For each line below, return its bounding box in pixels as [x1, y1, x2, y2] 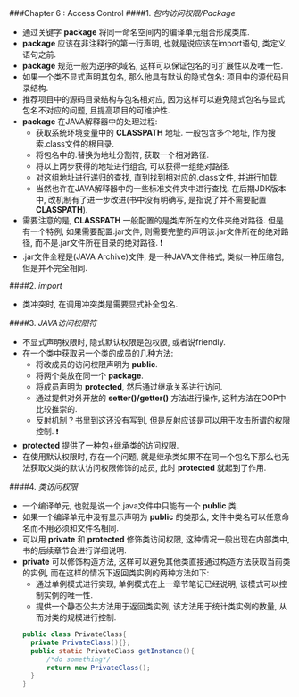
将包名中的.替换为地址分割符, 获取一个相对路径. [35, 150, 210, 160]
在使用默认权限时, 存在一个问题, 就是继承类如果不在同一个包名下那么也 [21, 451, 282, 462]
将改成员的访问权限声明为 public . [35, 359, 158, 369]
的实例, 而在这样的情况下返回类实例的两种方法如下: [21, 567, 210, 578]
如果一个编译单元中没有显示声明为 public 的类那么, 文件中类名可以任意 [21, 512, 282, 522]
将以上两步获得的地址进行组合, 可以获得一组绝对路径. [35, 161, 230, 172]
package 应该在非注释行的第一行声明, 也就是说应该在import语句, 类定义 [21, 38, 287, 48]
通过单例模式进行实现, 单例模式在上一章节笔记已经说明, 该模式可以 [35, 579, 279, 589]
